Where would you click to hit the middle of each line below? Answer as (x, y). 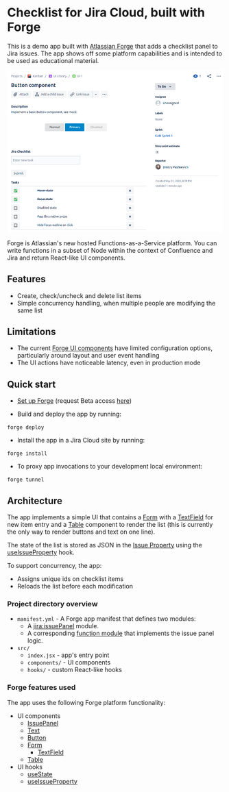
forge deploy (26, 428)
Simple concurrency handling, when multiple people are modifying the (116, 303)
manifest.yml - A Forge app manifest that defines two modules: (107, 619)
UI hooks (30, 767)
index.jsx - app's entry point (68, 655)
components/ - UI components (69, 663)
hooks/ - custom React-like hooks (74, 670)
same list (30, 310)
